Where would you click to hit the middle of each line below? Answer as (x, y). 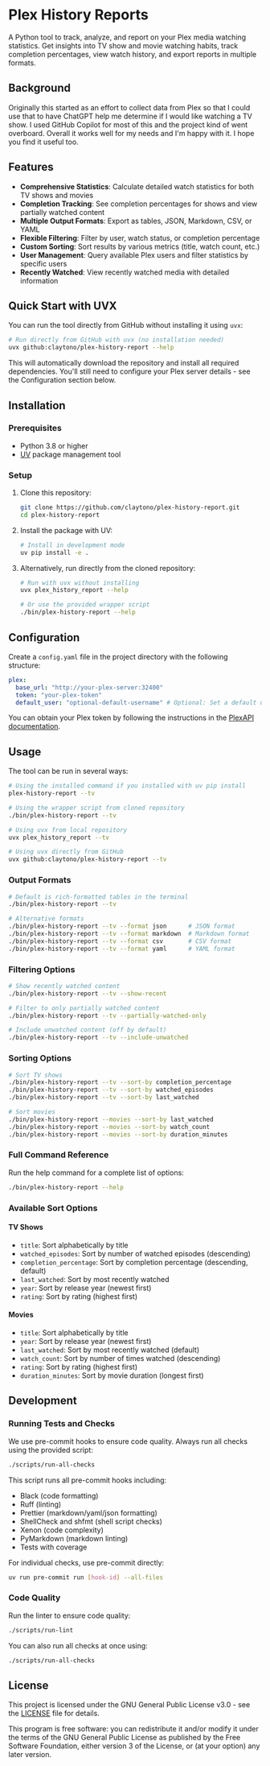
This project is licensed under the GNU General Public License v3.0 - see (129, 1705)
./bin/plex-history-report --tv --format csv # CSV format (120, 941)
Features (31, 167)
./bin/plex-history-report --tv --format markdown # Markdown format (129, 934)
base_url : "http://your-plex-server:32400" (89, 687)
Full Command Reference (59, 1155)
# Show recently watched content (64, 986)
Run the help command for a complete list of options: (96, 1173)
